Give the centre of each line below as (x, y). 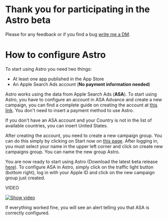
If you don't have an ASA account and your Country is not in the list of (79, 120)
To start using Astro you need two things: (49, 69)
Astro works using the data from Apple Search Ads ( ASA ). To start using (81, 94)
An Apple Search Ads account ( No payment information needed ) (81, 84)
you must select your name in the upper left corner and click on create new (84, 146)
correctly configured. (27, 213)
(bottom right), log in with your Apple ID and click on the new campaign (80, 172)
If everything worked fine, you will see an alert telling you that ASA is (77, 207)
